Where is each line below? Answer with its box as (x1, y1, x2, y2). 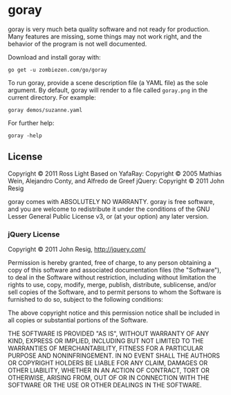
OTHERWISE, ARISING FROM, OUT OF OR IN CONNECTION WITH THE (8, 374, 210, 382)
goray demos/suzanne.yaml (8, 107, 82, 113)
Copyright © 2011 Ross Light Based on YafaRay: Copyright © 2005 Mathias (8, 169, 222, 178)
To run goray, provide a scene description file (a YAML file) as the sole (8, 78, 208, 86)
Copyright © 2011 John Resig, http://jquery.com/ (8, 245, 146, 254)
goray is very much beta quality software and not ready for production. (8, 25, 210, 33)
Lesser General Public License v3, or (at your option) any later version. (8, 212, 210, 220)
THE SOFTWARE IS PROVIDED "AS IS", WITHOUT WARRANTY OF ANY (8, 329, 210, 338)
